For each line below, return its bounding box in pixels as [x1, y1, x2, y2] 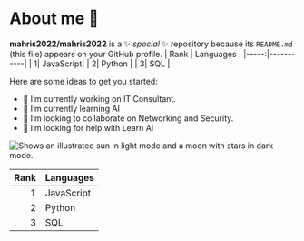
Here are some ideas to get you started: [9, 75, 159, 86]
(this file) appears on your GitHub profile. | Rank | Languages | [9, 48, 242, 59]
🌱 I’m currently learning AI [22, 103, 121, 114]
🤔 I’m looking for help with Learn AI [22, 122, 154, 133]
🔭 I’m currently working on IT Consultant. [22, 93, 177, 104]
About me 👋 [9, 8, 100, 29]
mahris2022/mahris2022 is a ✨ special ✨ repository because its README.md [9, 38, 293, 49]
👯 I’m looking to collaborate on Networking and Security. [22, 113, 234, 124]
